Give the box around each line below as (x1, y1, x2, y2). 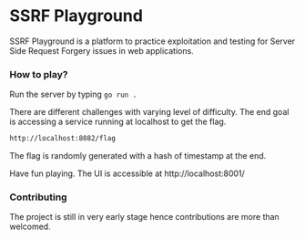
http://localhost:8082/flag (9, 134, 117, 143)
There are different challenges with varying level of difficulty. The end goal (9, 107, 290, 118)
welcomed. (9, 221, 52, 233)
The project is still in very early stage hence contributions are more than (9, 212, 280, 223)
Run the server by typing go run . (9, 88, 137, 100)
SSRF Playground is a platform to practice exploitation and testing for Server (9, 36, 296, 47)
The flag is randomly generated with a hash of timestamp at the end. (9, 151, 267, 161)
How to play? (9, 68, 68, 80)
